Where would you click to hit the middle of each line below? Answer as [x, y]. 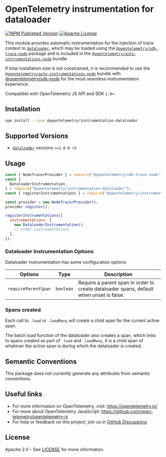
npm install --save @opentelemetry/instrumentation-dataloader [72, 120]
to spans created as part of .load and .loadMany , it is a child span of [74, 341]
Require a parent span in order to [116, 282]
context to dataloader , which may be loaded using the [60, 48]
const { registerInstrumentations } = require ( [55, 193]
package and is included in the [60, 53]
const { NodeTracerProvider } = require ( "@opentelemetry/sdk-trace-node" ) [84, 175]
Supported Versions [37, 136]
